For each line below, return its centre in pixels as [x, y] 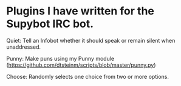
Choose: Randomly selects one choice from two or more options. [87, 76]
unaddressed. [24, 47]
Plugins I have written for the [80, 11]
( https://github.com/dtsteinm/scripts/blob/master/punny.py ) [81, 65]
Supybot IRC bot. [50, 24]
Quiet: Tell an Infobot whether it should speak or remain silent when [91, 40]
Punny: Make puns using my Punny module [60, 58]
